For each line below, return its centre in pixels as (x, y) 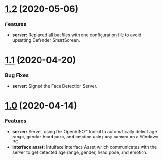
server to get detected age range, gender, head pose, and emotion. (80, 152)
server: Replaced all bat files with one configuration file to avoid (77, 35)
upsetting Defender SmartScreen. (46, 40)
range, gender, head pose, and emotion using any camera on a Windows (85, 137)
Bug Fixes (17, 75)
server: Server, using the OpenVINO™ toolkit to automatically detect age (84, 132)
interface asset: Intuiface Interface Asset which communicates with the (84, 147)
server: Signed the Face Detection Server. (55, 86)
